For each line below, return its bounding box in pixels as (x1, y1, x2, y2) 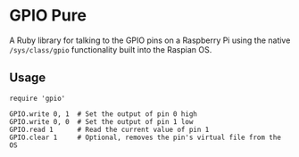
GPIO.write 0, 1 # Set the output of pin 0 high (9, 109, 198, 119)
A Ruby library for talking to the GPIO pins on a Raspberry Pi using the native (9, 35, 291, 45)
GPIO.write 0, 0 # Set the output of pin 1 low (9, 117, 194, 126)
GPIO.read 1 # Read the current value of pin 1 (9, 125, 210, 134)
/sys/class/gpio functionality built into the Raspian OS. (9, 44, 212, 54)
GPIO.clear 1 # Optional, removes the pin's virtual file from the (9, 133, 281, 142)
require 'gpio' (9, 94, 66, 103)
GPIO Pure (9, 5, 87, 26)
